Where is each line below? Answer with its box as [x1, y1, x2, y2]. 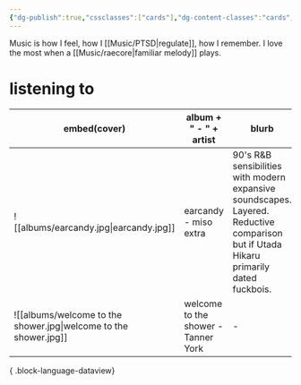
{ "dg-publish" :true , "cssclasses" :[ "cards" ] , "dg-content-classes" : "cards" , [9, 13, 295, 22]
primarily [232, 261, 271, 273]
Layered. [232, 204, 270, 217]
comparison [232, 227, 283, 239]
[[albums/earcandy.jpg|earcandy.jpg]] [13, 221, 176, 234]
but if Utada [232, 238, 282, 251]
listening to [9, 78, 95, 98]
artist [192, 133, 216, 146]
